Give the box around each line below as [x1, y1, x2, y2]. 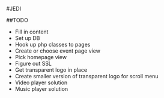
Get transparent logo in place [14, 66, 88, 73]
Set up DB [14, 35, 40, 41]
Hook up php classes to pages [14, 41, 91, 48]
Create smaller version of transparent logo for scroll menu [14, 73, 159, 79]
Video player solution [14, 79, 68, 86]
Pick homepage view [14, 54, 67, 60]
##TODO [6, 17, 28, 23]
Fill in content [14, 28, 49, 35]
